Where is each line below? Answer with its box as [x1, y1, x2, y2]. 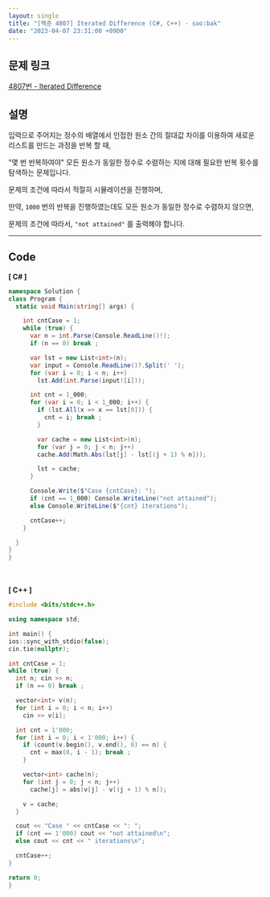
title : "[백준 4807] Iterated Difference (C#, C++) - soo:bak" [8, 19, 221, 27]
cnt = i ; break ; [43, 413, 103, 422]
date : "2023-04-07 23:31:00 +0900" [8, 27, 128, 35]
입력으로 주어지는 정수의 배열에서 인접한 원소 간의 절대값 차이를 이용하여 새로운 [8, 131, 256, 139]
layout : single [8, 11, 59, 20]
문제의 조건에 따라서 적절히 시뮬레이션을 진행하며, [8, 185, 163, 194]
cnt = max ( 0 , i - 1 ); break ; [29, 749, 131, 757]
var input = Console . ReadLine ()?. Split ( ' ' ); [29, 361, 185, 369]
